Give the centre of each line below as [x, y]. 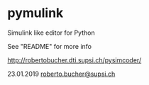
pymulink [35, 13]
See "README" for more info [50, 46]
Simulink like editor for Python [51, 33]
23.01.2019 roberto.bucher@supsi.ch [61, 74]
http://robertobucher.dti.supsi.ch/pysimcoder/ [74, 60]
